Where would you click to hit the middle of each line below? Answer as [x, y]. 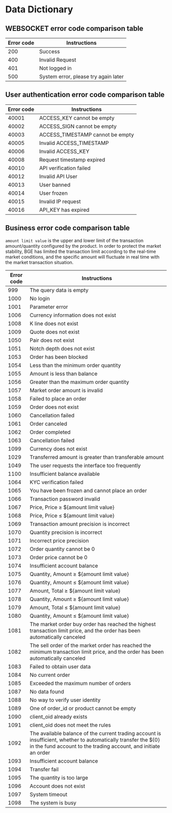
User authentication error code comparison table [85, 95]
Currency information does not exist [73, 315]
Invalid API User [58, 176]
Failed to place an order [58, 398]
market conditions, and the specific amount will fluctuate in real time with [82, 257]
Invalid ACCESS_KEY [64, 151]
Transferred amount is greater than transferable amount [97, 457]
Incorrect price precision [59, 541]
